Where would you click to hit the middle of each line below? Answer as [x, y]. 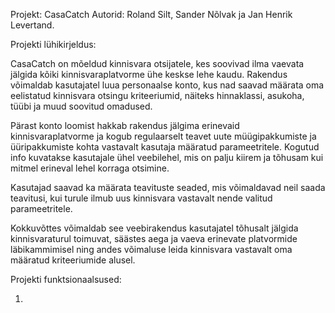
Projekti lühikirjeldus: [53, 44]
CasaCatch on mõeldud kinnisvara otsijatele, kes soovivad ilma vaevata [157, 63]
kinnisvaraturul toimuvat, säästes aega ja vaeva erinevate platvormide [154, 238]
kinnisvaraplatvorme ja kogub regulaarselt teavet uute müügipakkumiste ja [163, 136]
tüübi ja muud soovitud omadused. [81, 106]
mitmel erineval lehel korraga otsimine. [90, 168]
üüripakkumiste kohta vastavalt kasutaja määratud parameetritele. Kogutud [165, 147]
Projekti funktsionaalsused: [66, 279]
